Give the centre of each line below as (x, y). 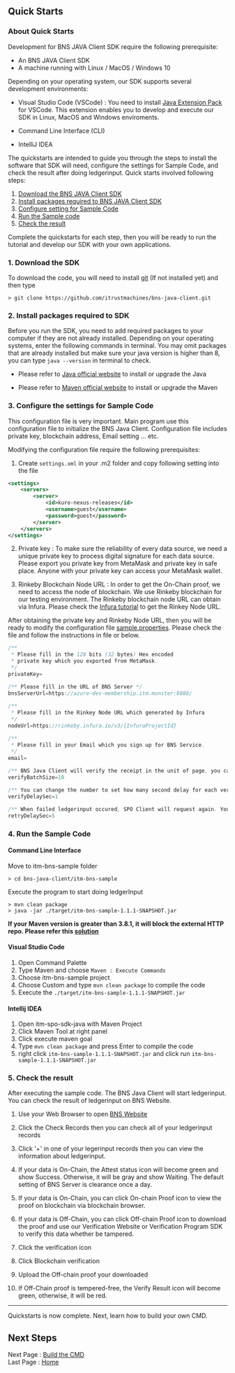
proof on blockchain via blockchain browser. (82, 1206)
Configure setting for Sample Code (68, 209)
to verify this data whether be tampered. (76, 1234)
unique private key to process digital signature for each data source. (116, 556)
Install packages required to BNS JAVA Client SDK (90, 201)
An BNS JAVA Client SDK (54, 60)
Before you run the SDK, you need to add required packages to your (106, 331)
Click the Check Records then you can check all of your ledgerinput (115, 1128)
